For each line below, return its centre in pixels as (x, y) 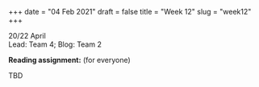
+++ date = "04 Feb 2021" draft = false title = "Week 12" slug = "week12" (130, 12)
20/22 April (27, 36)
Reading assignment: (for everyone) (69, 60)
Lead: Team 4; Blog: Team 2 (55, 44)
